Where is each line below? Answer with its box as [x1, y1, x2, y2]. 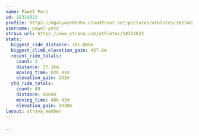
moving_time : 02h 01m [16, 69, 70, 75]
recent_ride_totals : [11, 53, 62, 59]
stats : [5, 36, 22, 42]
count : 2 [16, 58, 38, 64]
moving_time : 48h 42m [16, 97, 70, 103]
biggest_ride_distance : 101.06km [11, 42, 94, 48]
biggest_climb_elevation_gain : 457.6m [11, 48, 108, 53]
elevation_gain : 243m [16, 75, 70, 81]
